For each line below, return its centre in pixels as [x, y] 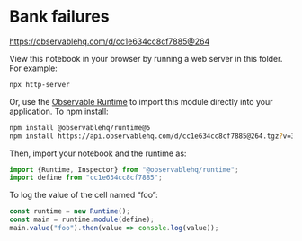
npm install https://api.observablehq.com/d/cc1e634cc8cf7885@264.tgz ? [146, 136]
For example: [34, 68]
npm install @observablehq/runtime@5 [80, 127]
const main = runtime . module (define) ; [82, 220]
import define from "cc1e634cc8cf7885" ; [86, 178]
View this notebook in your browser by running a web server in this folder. [146, 58]
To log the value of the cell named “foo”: [84, 195]
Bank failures [59, 17]
